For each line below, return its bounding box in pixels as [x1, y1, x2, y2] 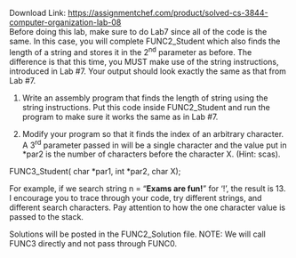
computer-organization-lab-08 [9, 17, 122, 28]
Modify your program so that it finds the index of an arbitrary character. [21, 128, 284, 139]
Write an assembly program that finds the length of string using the [21, 93, 268, 103]
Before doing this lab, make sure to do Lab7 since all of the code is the [9, 27, 268, 36]
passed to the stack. [9, 212, 84, 222]
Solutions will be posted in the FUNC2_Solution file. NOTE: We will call [9, 229, 267, 239]
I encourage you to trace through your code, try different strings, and [9, 193, 262, 204]
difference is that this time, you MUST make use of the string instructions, [9, 56, 279, 67]
